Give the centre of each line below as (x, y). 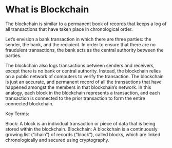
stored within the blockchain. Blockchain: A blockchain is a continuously (81, 129)
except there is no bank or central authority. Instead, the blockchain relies (83, 71)
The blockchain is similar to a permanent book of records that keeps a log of (86, 24)
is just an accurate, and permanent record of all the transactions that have (83, 82)
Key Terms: (17, 114)
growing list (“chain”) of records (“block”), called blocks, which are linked (83, 134)
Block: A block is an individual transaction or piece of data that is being (80, 123)
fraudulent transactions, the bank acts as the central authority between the (84, 50)
